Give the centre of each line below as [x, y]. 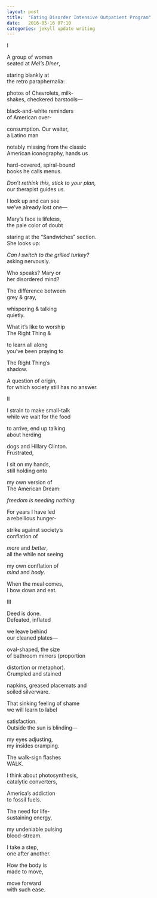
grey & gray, [22, 297]
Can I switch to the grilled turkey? [48, 255]
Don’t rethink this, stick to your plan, [51, 183]
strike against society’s [35, 530]
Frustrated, [20, 453]
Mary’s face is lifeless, [34, 219]
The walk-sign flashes [34, 757]
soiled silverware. [28, 692]
